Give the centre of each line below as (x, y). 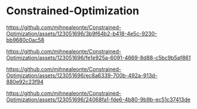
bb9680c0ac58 (25, 40)
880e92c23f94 (25, 82)
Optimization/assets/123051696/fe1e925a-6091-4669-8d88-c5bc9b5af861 (98, 57)
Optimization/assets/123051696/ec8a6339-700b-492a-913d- (82, 75)
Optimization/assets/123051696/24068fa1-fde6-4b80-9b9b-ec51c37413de (98, 100)
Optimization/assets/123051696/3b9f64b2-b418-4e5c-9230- (82, 33)
